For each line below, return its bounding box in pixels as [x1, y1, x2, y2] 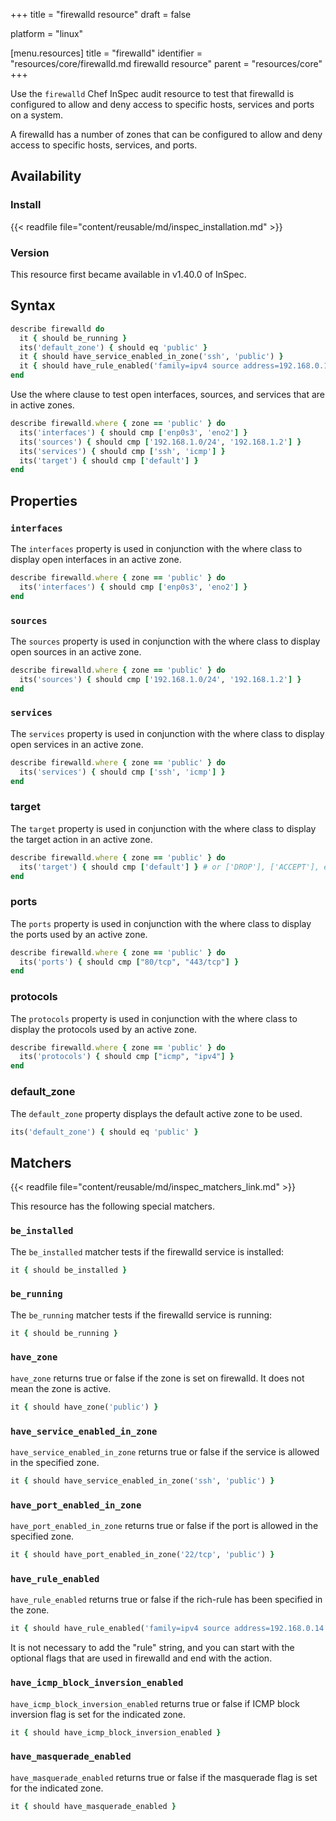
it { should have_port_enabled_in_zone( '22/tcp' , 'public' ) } [10, 1550, 275, 1560]
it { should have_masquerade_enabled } [10, 1801, 177, 1811]
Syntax [10, 297, 56, 314]
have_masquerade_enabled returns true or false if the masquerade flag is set [10, 1771, 318, 1783]
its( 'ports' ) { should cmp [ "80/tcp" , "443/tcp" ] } [19, 957, 240, 967]
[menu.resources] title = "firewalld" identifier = [10, 47, 203, 59]
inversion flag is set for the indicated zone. [10, 1708, 187, 1720]
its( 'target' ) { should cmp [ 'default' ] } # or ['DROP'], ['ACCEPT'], [19, 862, 320, 872]
